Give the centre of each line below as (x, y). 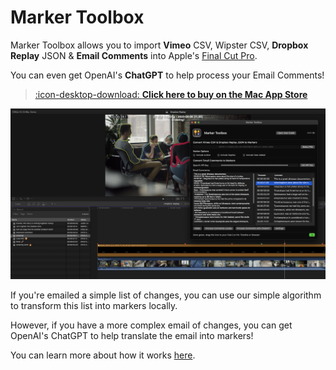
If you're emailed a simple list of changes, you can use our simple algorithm (166, 295)
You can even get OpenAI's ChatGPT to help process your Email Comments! (167, 75)
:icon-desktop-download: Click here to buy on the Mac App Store (171, 94)
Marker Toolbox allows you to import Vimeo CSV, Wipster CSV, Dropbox (159, 45)
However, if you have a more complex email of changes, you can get (151, 325)
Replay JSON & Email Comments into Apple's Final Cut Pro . (134, 55)
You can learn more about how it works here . (103, 355)
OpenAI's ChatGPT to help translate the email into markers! (132, 336)
